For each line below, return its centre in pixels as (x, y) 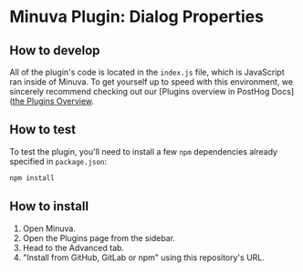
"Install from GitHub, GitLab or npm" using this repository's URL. (143, 257)
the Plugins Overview (52, 101)
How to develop (55, 50)
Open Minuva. (49, 228)
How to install (49, 207)
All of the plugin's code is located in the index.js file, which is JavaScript (147, 72)
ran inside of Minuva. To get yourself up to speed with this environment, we (151, 82)
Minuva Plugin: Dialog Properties (137, 17)
